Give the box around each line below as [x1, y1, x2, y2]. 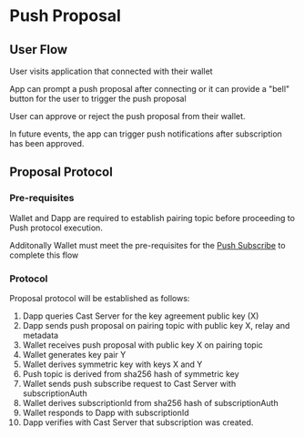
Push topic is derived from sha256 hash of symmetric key [22, 368, 239, 379]
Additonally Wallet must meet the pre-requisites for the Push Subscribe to [9, 239, 286, 250]
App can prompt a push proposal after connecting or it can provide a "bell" [9, 84, 290, 94]
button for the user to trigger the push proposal [9, 93, 187, 104]
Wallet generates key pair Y [22, 349, 127, 360]
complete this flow [9, 249, 79, 260]
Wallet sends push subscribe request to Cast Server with [22, 378, 237, 389]
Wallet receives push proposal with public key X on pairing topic [22, 339, 264, 351]
